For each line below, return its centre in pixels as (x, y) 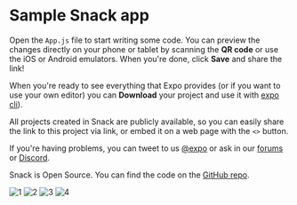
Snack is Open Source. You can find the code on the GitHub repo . (129, 175)
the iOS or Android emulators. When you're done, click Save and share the (146, 59)
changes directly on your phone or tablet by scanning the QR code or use (144, 49)
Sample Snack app (79, 16)
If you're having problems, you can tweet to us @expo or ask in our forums (146, 148)
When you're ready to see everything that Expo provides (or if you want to (145, 85)
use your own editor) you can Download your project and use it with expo (144, 95)
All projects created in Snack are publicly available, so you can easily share (147, 122)
